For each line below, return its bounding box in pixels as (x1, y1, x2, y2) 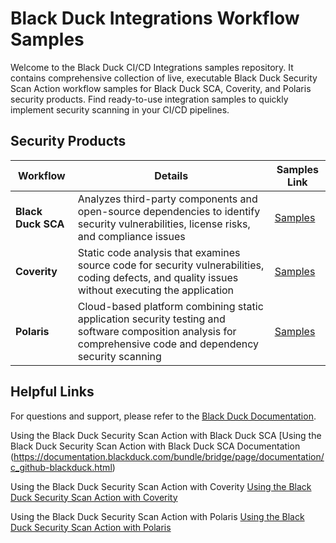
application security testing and (77, 312, 226, 326)
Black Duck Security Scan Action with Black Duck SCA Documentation (10, 440, 301, 452)
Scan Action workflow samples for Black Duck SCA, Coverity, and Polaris (10, 82, 312, 94)
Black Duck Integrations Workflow (10, 7, 300, 30)
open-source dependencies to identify (77, 204, 261, 218)
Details (154, 168, 189, 182)
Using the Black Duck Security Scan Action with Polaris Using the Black (10, 510, 305, 522)
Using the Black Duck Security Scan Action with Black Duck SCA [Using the (10, 429, 322, 441)
